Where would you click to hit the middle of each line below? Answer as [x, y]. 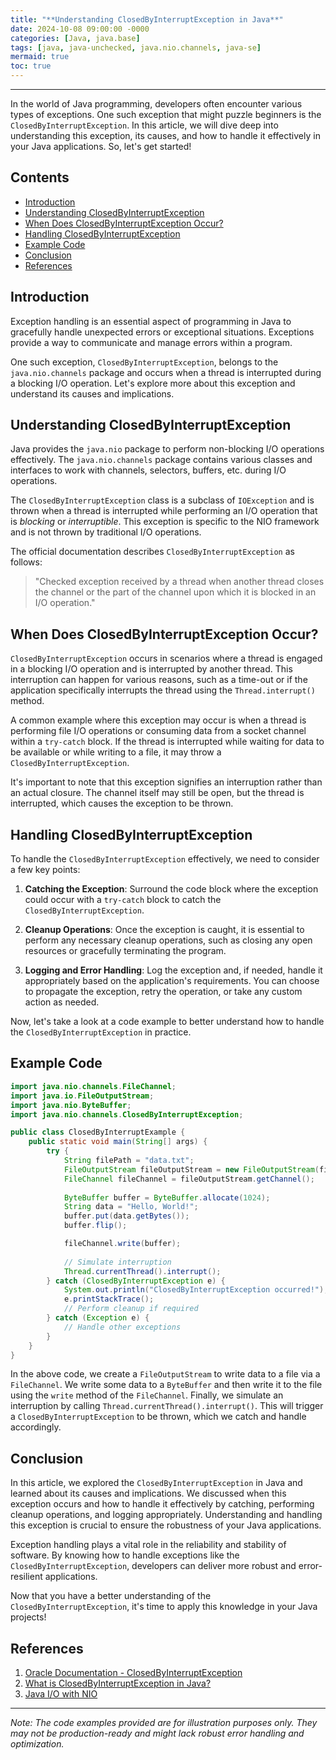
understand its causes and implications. [92, 393]
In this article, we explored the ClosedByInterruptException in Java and [156, 1483]
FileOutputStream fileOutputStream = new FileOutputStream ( [191, 1169]
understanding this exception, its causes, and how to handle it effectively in [165, 135]
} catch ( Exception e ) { [98, 1318]
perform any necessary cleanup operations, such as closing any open [168, 940]
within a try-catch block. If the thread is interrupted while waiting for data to [167, 742]
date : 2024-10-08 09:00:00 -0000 [80, 29]
